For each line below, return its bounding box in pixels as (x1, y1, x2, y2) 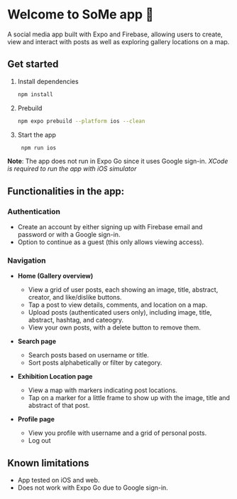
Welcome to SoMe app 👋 (7, 6, 154, 23)
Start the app (17, 130, 57, 139)
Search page (17, 337, 57, 346)
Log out (28, 436, 51, 445)
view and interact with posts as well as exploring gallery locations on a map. (7, 37, 230, 46)
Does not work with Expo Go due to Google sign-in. (17, 483, 168, 492)
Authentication (7, 206, 60, 216)
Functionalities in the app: (7, 185, 125, 197)
